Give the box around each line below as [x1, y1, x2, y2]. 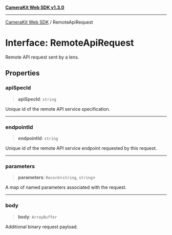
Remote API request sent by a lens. [5, 54, 79, 60]
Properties [5, 69, 40, 77]
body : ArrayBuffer [17, 213, 57, 220]
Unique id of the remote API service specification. [5, 106, 111, 112]
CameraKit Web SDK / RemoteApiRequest [5, 19, 93, 25]
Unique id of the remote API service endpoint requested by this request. [5, 145, 157, 151]
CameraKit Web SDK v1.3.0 [5, 5, 64, 10]
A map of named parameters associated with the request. [5, 184, 127, 190]
